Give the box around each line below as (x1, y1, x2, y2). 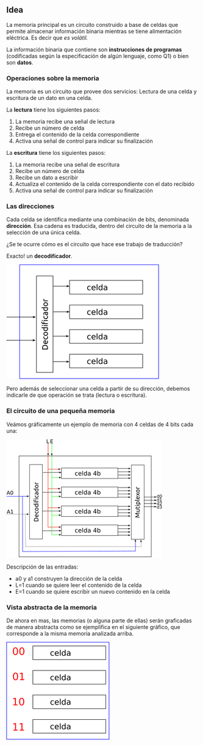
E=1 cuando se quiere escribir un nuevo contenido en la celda (15, 588, 171, 595)
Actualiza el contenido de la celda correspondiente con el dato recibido (15, 180, 195, 188)
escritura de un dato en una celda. (6, 94, 93, 102)
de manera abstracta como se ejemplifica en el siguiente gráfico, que (6, 623, 181, 630)
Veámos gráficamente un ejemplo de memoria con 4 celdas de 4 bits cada (6, 421, 194, 428)
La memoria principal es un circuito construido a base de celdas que (6, 21, 179, 28)
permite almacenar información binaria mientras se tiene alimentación (6, 27, 182, 35)
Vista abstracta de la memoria (6, 603, 98, 611)
